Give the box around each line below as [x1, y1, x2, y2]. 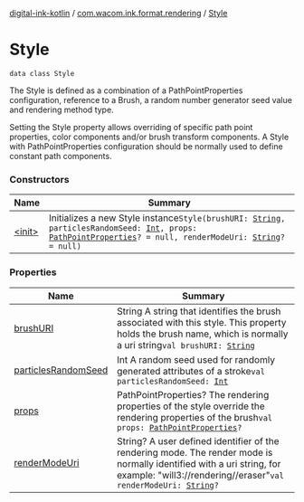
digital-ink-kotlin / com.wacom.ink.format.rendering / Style [9, 8, 228, 18]
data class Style [9, 69, 75, 78]
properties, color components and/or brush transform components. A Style [9, 131, 290, 142]
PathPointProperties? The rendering [116, 388, 270, 401]
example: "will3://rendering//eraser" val [116, 469, 285, 481]
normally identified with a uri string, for [116, 457, 281, 469]
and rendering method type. [9, 104, 115, 115]
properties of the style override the [116, 400, 265, 412]
